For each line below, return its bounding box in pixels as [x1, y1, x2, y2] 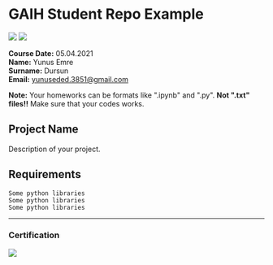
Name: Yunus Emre [8, 57, 74, 67]
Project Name [8, 123, 79, 137]
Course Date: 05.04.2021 [8, 48, 93, 58]
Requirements [8, 167, 81, 181]
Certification [8, 229, 60, 241]
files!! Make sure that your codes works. [8, 98, 145, 108]
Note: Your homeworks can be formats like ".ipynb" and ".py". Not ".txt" [8, 90, 250, 100]
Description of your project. [8, 144, 101, 154]
